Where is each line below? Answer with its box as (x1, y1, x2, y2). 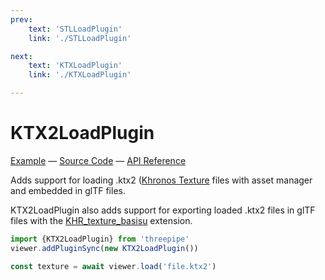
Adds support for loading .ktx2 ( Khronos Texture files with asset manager (10, 174, 313, 186)
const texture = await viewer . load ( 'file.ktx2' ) (10, 261, 217, 271)
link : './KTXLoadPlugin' (28, 70, 132, 80)
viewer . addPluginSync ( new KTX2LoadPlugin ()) (10, 243, 199, 253)
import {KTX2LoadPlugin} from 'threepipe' (10, 234, 190, 244)
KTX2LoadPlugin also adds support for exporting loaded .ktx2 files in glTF (10, 204, 316, 216)
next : (10, 51, 33, 61)
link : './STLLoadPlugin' (28, 33, 132, 43)
